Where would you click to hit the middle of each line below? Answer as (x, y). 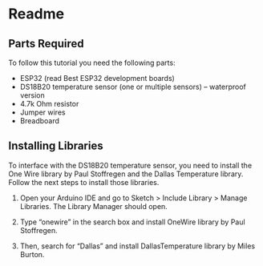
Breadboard (40, 121)
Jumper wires (42, 112)
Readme (36, 14)
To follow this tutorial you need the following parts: (92, 62)
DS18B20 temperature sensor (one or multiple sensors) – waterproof (133, 87)
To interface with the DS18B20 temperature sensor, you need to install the (130, 165)
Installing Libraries (56, 146)
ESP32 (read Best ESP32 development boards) (97, 78)
